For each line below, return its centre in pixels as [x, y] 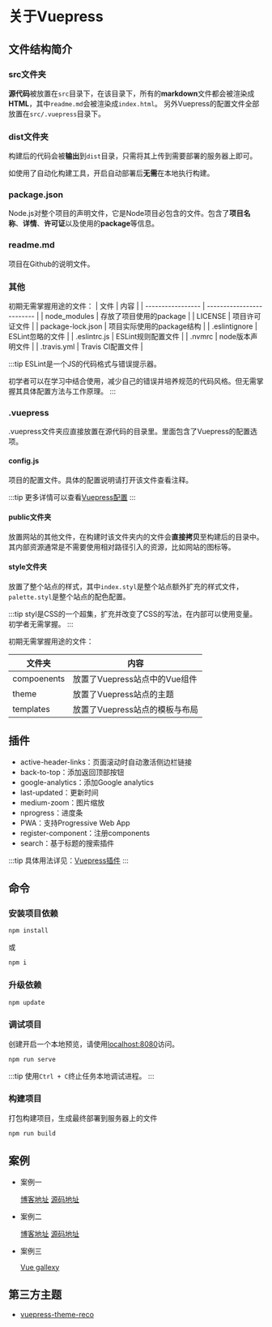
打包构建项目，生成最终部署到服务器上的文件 [83, 1118]
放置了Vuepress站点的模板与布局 [135, 709]
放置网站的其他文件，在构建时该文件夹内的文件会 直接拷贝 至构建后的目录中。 [136, 536]
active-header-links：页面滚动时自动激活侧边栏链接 [106, 762]
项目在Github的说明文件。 [51, 264]
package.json [36, 195]
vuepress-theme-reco [57, 1315]
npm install [28, 931]
